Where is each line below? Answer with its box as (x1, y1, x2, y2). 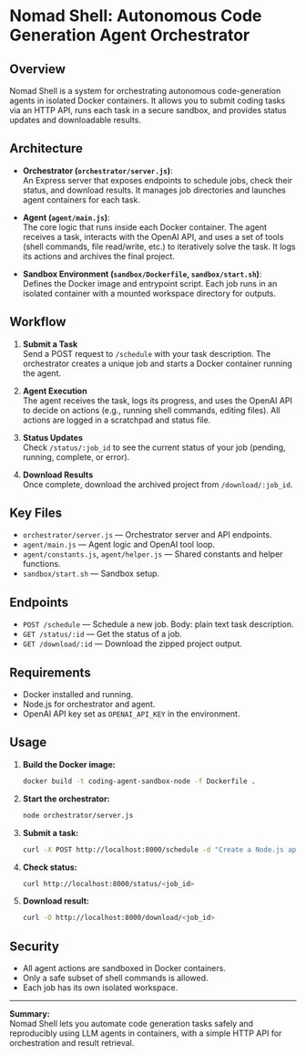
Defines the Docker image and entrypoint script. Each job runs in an (22, 277, 278, 288)
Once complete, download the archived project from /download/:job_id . (22, 478, 293, 489)
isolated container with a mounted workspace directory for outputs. (22, 288, 276, 298)
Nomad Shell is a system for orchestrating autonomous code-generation (9, 86, 281, 96)
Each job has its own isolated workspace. (22, 982, 178, 993)
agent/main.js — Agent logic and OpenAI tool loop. (22, 539, 216, 550)
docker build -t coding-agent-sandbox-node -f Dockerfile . (22, 777, 256, 786)
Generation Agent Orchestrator (9, 25, 250, 46)
